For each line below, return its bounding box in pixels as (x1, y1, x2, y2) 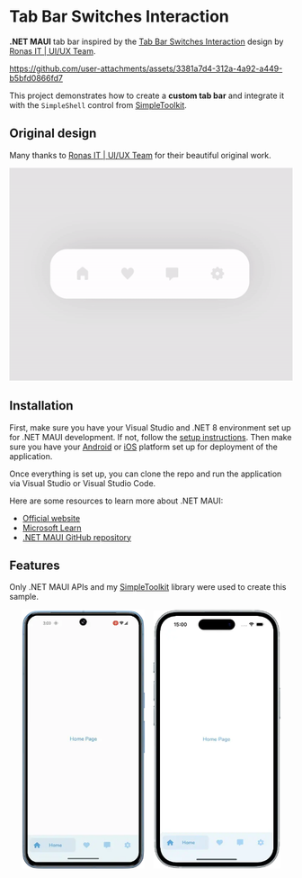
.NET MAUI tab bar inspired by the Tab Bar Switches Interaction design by (9, 36, 284, 47)
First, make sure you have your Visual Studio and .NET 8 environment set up (9, 421, 292, 433)
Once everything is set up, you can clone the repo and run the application (9, 468, 282, 479)
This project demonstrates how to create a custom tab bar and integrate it (9, 90, 285, 101)
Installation (9, 398, 74, 413)
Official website (22, 512, 81, 523)
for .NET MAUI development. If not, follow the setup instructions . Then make (9, 431, 292, 442)
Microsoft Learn (22, 522, 83, 533)
